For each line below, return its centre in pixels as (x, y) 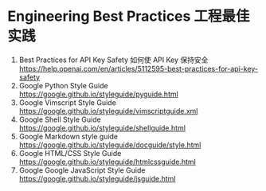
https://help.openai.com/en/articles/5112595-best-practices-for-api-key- (139, 68)
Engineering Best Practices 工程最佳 (129, 16)
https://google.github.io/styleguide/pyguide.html (98, 94)
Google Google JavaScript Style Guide (82, 170)
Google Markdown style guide (68, 136)
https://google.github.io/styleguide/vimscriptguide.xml (108, 111)
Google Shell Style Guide (60, 119)
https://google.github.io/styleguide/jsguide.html (97, 178)
